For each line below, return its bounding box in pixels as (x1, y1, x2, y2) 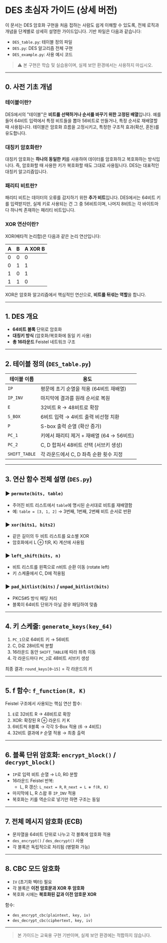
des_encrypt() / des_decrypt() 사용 (12, 838, 84, 844)
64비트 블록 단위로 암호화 (12, 326, 62, 332)
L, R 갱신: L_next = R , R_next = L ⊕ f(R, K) (19, 784, 109, 790)
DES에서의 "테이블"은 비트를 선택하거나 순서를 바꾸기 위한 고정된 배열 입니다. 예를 (5, 111, 162, 117)
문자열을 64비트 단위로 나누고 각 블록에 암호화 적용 (12, 831, 111, 837)
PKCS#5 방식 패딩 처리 (12, 595, 58, 601)
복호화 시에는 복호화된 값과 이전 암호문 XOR (12, 891, 97, 897)
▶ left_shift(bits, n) (5, 552, 61, 559)
